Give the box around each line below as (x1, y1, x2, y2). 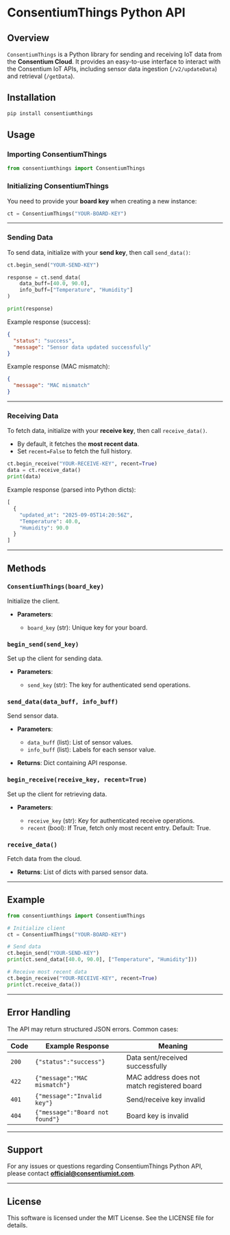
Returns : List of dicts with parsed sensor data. (16, 868, 149, 876)
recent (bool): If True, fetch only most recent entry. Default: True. (27, 823, 211, 832)
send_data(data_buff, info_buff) (7, 698, 118, 706)
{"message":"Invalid (35, 1092, 102, 1100)
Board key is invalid (126, 1111, 189, 1121)
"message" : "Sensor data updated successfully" (13, 344, 152, 351)
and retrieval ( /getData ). (7, 72, 75, 80)
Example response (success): (7, 317, 91, 326)
